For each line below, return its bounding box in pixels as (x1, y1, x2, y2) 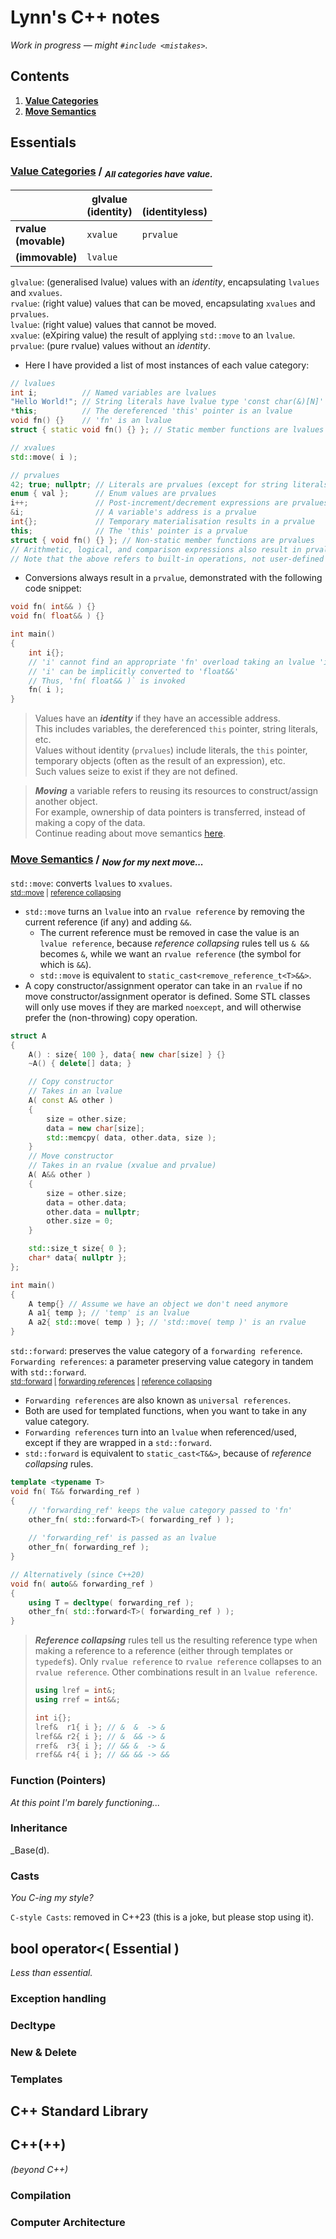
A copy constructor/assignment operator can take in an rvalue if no (24, 979, 303, 991)
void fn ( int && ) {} (10, 602, 97, 612)
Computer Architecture (10, 2215, 126, 2229)
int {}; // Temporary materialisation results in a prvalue (10, 517, 315, 527)
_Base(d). (10, 1844, 50, 1856)
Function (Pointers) (10, 1774, 107, 1788)
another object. (34, 796, 98, 808)
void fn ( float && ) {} (10, 611, 105, 621)
